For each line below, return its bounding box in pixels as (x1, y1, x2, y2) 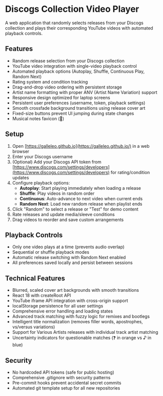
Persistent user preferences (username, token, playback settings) (12, 100, 146, 106)
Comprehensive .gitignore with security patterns (12, 375, 111, 380)
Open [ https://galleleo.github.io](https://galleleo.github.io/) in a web (12, 143, 150, 149)
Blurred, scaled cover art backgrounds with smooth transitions (12, 287, 139, 293)
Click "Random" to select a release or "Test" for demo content (12, 206, 139, 212)
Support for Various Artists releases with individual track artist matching (12, 329, 159, 335)
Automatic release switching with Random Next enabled (12, 255, 126, 261)
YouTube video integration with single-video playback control (12, 63, 137, 69)
